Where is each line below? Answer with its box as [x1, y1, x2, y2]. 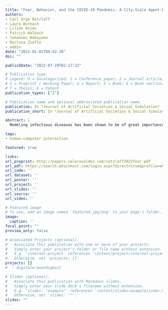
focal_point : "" [5, 223, 39, 228]
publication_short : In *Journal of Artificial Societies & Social [5, 108, 146, 114]
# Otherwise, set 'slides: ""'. [5, 293, 77, 298]
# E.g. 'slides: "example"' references [5, 288, 93, 293]
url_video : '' [5, 196, 35, 201]
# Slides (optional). [5, 274, 50, 279]
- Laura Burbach [5, 21, 39, 26]
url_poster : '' [5, 177, 37, 182]
